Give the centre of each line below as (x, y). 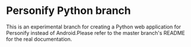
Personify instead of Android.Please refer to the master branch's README (95, 32)
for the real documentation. (39, 39)
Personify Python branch (68, 11)
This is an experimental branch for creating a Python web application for (93, 27)
